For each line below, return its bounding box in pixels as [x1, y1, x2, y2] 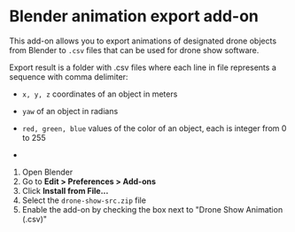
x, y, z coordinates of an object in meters [21, 89, 178, 99]
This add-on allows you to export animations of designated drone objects [9, 35, 277, 46]
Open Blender [21, 166, 74, 177]
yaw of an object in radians [21, 105, 119, 116]
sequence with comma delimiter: [9, 71, 128, 81]
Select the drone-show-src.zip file [21, 195, 146, 205]
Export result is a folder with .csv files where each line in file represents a [9, 62, 277, 73]
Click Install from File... [21, 185, 109, 196]
